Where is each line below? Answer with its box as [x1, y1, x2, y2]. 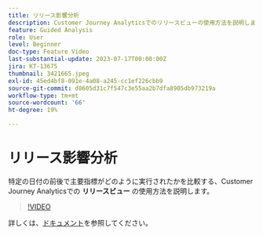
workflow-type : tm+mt [8, 92, 79, 99]
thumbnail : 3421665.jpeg [8, 70, 89, 78]
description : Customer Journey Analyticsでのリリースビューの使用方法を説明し [8, 19, 250, 27]
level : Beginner [8, 41, 61, 49]
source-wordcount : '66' [8, 99, 86, 107]
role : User [8, 33, 44, 42]
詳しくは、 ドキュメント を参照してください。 [8, 218, 153, 227]
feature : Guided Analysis [8, 26, 93, 34]
